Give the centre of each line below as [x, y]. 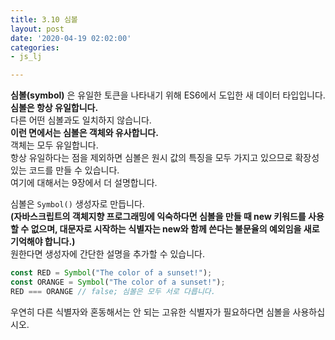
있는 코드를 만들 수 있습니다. [65, 170]
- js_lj [26, 57]
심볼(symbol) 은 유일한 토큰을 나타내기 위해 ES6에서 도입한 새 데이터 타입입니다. [168, 95]
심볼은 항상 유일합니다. [54, 108]
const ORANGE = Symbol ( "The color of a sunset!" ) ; [118, 282]
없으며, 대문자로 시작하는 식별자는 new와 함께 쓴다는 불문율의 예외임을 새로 [175, 229]
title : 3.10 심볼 [44, 19]
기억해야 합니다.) [43, 242]
